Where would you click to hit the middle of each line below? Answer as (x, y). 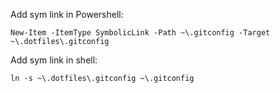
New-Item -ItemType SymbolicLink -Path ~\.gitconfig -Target (140, 33)
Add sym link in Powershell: (67, 14)
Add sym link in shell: (54, 60)
